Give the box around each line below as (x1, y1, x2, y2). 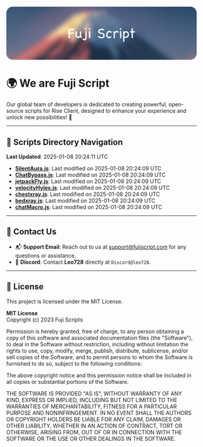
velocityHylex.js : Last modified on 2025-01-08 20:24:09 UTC (14, 184, 170, 192)
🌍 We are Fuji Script (6, 76, 110, 90)
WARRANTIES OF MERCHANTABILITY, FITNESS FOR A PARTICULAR (6, 403, 177, 410)
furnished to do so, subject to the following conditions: (6, 360, 142, 367)
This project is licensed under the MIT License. (6, 298, 123, 305)
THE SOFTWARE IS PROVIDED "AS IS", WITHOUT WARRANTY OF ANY (6, 389, 182, 397)
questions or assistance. (14, 252, 77, 259)
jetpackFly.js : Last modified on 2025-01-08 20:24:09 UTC (14, 178, 161, 185)
